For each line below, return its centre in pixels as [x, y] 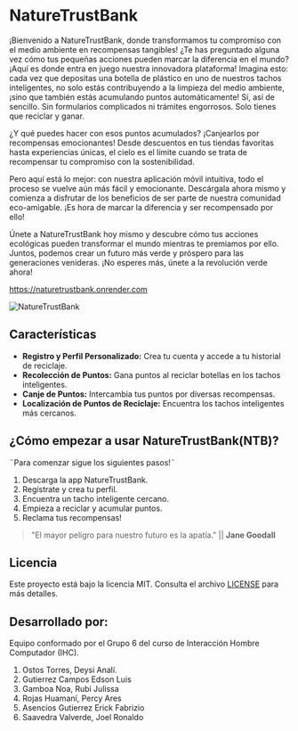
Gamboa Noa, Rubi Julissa [71, 689]
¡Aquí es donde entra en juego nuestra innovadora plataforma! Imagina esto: [149, 69]
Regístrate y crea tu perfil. [70, 489]
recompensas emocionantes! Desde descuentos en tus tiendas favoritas [141, 143]
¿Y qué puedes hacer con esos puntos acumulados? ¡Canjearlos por [134, 133]
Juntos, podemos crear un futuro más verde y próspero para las [127, 253]
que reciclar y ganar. [47, 116]
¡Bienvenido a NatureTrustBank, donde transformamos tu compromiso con [145, 40]
